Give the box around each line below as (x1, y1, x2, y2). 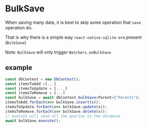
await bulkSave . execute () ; (5, 118, 61, 123)
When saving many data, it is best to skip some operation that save (5, 19, 141, 25)
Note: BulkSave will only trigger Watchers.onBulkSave (5, 49, 111, 55)
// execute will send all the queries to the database (5, 114, 121, 119)
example (5, 64, 33, 72)
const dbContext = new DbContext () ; (5, 76, 81, 82)
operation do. (5, 24, 33, 30)
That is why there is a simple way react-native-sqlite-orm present (5, 34, 142, 40)
